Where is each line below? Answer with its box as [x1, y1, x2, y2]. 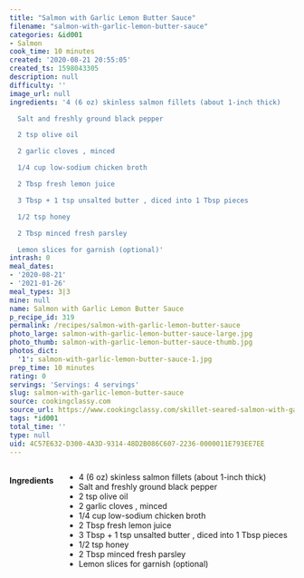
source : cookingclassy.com [9, 397, 111, 407]
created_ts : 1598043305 [9, 64, 100, 73]
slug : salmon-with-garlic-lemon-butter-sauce [9, 388, 184, 397]
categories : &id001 [9, 30, 83, 39]
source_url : [9, 406, 54, 415]
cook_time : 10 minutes [9, 47, 95, 56]
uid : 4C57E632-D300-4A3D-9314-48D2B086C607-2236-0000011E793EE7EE [9, 439, 265, 448]
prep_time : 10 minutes [9, 363, 95, 372]
